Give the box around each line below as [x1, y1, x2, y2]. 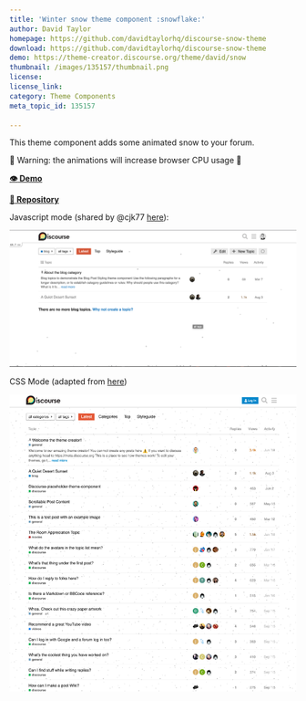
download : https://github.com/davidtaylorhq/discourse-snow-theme [9, 44, 267, 53]
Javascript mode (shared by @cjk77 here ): [9, 212, 169, 223]
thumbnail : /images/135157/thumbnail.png [9, 63, 169, 72]
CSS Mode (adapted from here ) [9, 376, 127, 387]
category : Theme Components [9, 91, 117, 100]
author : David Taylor [9, 24, 92, 34]
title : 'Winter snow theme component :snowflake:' [9, 15, 206, 24]
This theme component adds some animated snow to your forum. [9, 137, 255, 148]
